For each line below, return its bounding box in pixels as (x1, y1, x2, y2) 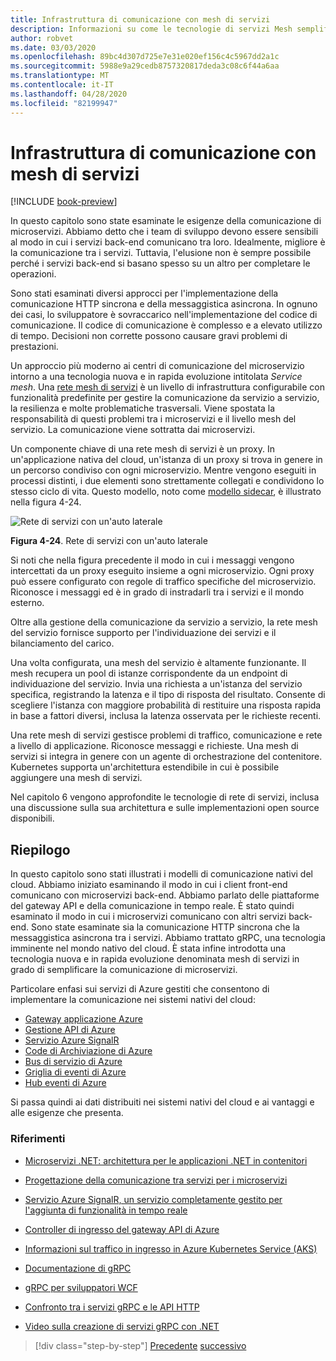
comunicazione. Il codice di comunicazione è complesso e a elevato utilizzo (10, 319, 323, 331)
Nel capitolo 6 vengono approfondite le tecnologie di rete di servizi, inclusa (10, 791, 320, 803)
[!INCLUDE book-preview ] (10, 196, 118, 208)
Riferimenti (10, 1132, 66, 1146)
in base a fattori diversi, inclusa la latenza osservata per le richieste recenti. (10, 710, 322, 722)
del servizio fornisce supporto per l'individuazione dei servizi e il (10, 627, 277, 639)
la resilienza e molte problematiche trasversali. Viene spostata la (10, 402, 276, 415)
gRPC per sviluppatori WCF (24, 1281, 138, 1293)
